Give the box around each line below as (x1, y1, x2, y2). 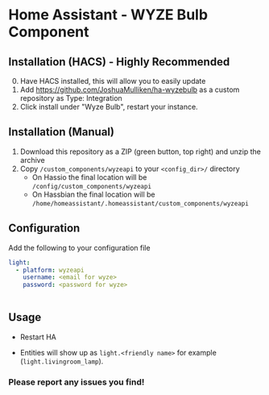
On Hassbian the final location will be (31, 189, 155, 199)
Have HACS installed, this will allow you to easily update (19, 77, 206, 85)
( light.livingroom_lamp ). (19, 356, 104, 366)
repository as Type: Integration (19, 94, 122, 102)
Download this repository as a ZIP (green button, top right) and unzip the (19, 147, 262, 156)
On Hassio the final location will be (31, 172, 147, 182)
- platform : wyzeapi (15, 266, 85, 274)
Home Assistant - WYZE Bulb (8, 6, 208, 24)
